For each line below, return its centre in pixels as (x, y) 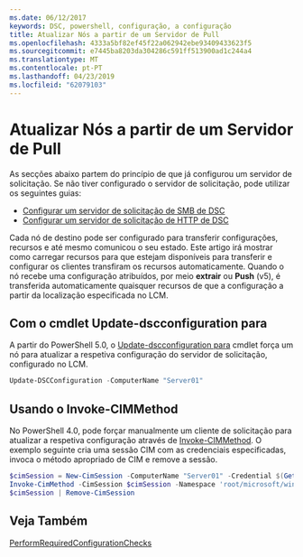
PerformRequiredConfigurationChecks (81, 543)
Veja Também (49, 521)
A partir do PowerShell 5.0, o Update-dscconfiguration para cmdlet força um (151, 345)
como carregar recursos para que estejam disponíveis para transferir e (141, 256)
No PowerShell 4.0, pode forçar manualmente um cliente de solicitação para (151, 431)
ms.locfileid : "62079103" (58, 85)
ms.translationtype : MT (54, 60)
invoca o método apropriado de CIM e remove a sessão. (114, 460)
